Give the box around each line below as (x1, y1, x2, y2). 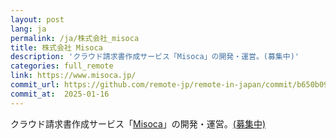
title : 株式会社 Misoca (10, 42, 103, 53)
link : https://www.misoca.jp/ (10, 71, 137, 81)
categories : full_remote (10, 61, 114, 71)
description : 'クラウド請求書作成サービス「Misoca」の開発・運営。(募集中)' (10, 52, 300, 62)
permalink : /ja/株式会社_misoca (10, 33, 140, 43)
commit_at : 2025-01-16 (10, 89, 110, 99)
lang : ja (10, 24, 47, 34)
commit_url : (10, 80, 60, 90)
